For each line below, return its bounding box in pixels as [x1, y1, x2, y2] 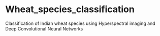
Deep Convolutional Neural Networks [5, 25, 83, 31]
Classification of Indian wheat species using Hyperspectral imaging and [5, 20, 156, 26]
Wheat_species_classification [5, 4, 135, 15]
